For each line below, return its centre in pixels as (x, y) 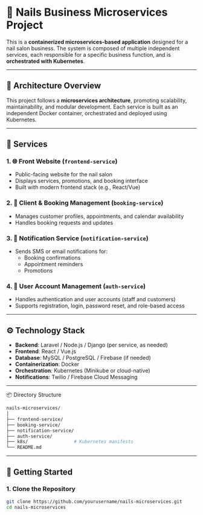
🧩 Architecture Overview (54, 86)
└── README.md (24, 447)
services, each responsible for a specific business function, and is (89, 54)
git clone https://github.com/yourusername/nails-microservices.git (94, 501)
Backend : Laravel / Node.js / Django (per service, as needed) (91, 345)
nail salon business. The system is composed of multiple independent (93, 48)
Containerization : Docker (47, 364)
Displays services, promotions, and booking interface (81, 181)
